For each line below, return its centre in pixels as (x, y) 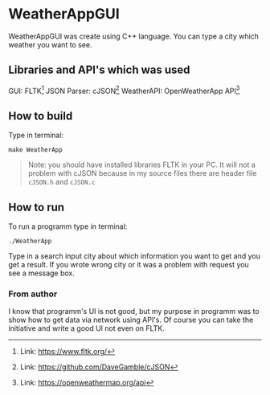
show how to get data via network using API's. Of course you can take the (131, 320)
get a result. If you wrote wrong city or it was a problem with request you (129, 265)
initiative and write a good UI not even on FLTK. (86, 328)
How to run (37, 207)
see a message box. (41, 273)
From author (33, 294)
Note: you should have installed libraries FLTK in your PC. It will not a (141, 165)
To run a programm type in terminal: (68, 226)
